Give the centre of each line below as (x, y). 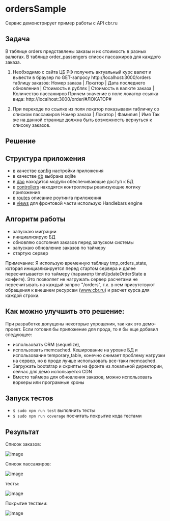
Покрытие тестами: (26, 503)
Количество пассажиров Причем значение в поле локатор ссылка (86, 93)
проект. (13, 329)
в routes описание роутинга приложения (57, 198)
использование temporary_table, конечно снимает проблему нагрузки (89, 355)
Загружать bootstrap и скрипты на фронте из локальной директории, (88, 366)
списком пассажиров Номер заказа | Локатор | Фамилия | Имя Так (86, 114)
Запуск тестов (29, 398)
